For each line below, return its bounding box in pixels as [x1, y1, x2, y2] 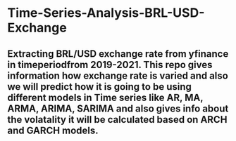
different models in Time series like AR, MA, [7, 91, 204, 103]
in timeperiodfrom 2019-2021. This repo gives [7, 58, 213, 71]
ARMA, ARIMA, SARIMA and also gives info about [7, 102, 229, 114]
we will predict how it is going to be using [7, 81, 192, 93]
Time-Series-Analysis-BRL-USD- [7, 5, 205, 21]
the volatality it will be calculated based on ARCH [7, 114, 228, 126]
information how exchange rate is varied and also [7, 69, 229, 81]
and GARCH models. [7, 124, 99, 136]
